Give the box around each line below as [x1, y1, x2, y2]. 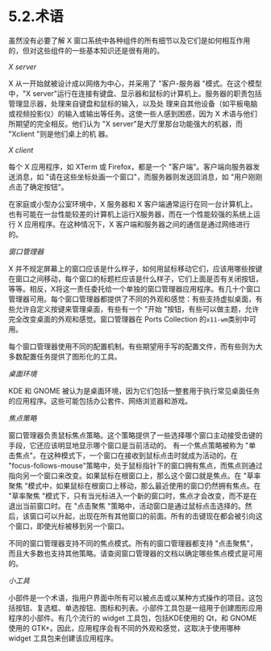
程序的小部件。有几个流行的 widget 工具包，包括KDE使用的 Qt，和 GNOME [8, 613, 257, 623]
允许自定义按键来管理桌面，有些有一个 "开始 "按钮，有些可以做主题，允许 [15, 304, 260, 313]
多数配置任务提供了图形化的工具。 [8, 351, 122, 361]
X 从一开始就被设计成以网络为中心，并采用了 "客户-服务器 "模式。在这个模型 [8, 78, 262, 88]
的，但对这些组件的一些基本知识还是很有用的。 [8, 45, 164, 55]
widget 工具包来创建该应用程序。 [8, 633, 119, 643]
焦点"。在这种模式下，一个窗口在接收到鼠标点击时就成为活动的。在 [15, 450, 238, 460]
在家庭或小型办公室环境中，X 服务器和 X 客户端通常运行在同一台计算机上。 [8, 199, 257, 208]
